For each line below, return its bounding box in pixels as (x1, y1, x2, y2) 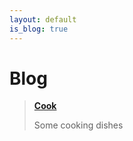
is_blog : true (9, 24, 69, 34)
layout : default (9, 14, 77, 25)
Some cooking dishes (33, 119, 124, 131)
